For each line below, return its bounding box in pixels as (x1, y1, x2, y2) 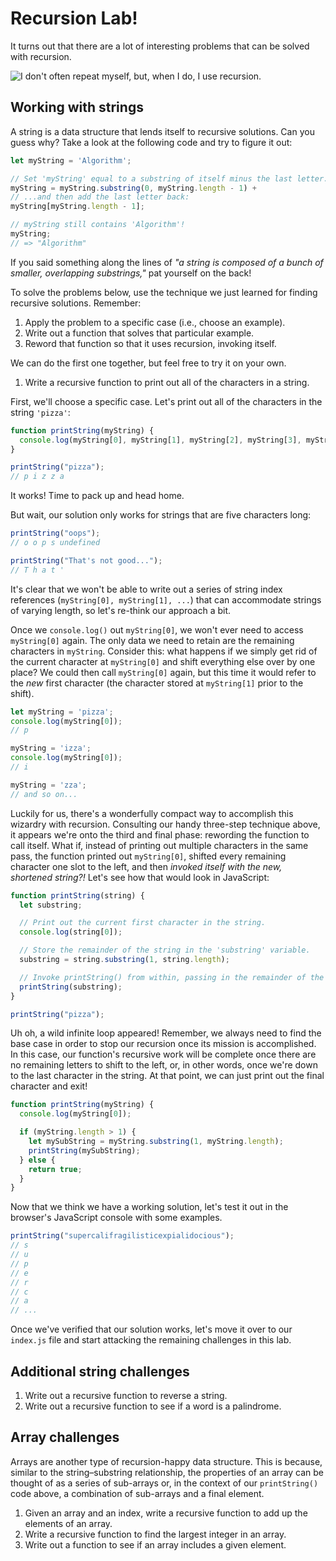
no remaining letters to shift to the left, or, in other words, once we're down (10, 1059, 318, 1071)
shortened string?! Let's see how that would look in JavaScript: (10, 871, 270, 883)
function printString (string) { (10, 890, 145, 901)
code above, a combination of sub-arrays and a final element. (10, 1487, 265, 1499)
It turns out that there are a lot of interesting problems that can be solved (10, 40, 310, 52)
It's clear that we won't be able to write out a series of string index (10, 583, 283, 595)
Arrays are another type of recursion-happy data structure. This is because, (10, 1455, 323, 1467)
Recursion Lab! (10, 7, 138, 30)
